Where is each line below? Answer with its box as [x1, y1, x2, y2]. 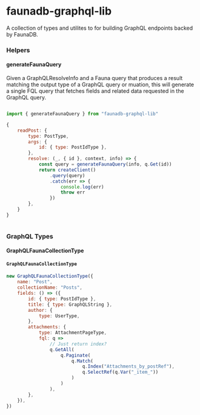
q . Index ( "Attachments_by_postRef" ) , [82, 363, 175, 369]
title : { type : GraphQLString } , [28, 302, 113, 308]
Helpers [6, 46, 30, 54]
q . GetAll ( [49, 346, 75, 353]
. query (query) [49, 172, 85, 178]
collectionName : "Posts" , [17, 285, 83, 291]
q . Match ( [71, 358, 94, 364]
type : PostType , [28, 133, 69, 139]
